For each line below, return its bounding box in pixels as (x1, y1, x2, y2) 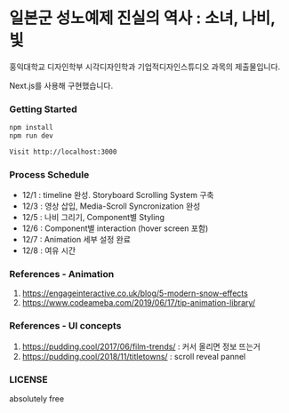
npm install (9, 123, 53, 132)
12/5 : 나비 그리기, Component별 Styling (21, 212, 165, 223)
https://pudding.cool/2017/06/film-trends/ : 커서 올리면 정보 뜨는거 (21, 341, 261, 352)
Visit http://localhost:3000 (9, 147, 117, 156)
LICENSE (9, 373, 49, 385)
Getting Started (9, 103, 77, 115)
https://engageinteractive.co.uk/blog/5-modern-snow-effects (21, 288, 249, 298)
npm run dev (9, 131, 53, 140)
